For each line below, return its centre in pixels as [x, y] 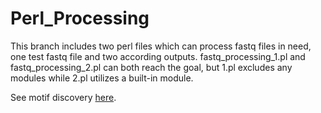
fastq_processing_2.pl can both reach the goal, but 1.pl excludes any [151, 67]
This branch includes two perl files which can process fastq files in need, [161, 46]
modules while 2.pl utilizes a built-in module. [102, 78]
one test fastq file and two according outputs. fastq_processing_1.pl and [158, 56]
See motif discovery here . [63, 97]
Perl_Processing [80, 18]
